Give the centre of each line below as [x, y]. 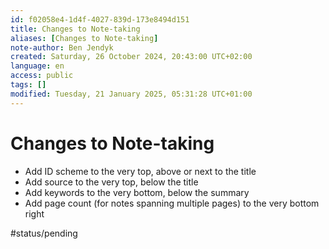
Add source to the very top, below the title [111, 182]
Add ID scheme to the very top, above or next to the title [140, 171]
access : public [42, 76]
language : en [37, 66]
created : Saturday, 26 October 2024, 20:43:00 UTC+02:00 [131, 57]
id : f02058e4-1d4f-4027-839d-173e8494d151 [100, 19]
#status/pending [44, 233]
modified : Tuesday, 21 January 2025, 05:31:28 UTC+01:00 [131, 94]
